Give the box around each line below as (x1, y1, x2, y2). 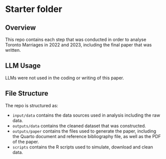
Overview (5, 23, 36, 32)
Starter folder (5, 3, 62, 15)
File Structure (5, 89, 48, 98)
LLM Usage (5, 61, 41, 70)
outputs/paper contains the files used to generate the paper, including (12, 128, 157, 134)
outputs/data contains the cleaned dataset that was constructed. (12, 123, 146, 129)
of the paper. (12, 139, 39, 145)
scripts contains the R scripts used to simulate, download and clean (12, 144, 153, 150)
